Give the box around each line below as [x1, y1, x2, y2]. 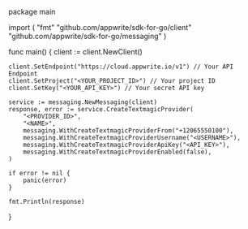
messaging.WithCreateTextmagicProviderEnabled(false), [23, 148, 212, 156]
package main [8, 7, 56, 16]
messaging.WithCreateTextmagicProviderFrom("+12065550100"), [23, 127, 233, 135]
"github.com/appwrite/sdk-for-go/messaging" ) [8, 32, 167, 41]
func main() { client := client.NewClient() [8, 47, 143, 56]
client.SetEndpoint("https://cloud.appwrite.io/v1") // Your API [8, 63, 233, 71]
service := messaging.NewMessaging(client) [8, 98, 158, 106]
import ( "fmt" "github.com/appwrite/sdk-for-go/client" [8, 23, 192, 32]
